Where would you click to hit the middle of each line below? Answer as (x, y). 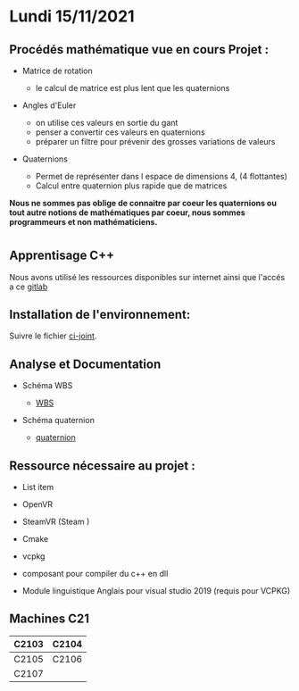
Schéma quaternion (58, 420)
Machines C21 (50, 619)
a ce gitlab (29, 287)
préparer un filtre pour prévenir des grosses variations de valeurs (155, 142)
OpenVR (37, 504)
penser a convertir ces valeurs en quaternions (120, 132)
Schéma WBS (47, 386)
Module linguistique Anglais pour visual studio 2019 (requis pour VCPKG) (156, 591)
